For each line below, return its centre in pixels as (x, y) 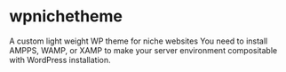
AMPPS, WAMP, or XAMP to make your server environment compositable (143, 50)
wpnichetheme (66, 16)
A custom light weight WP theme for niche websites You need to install (139, 41)
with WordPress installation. (60, 60)
